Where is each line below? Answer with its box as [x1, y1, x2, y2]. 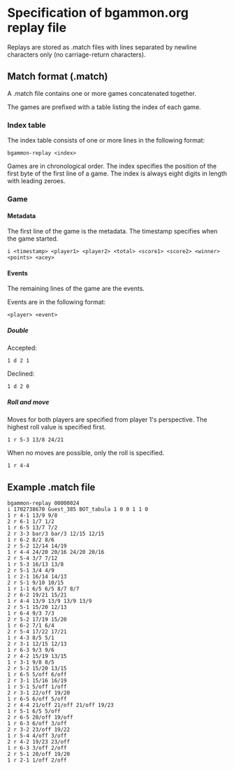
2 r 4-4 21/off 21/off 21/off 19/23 [7, 701, 114, 709]
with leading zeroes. [7, 177, 66, 185]
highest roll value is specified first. [7, 423, 106, 432]
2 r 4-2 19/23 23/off [7, 739, 71, 746]
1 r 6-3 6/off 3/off [7, 720, 68, 727]
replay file [7, 20, 67, 36]
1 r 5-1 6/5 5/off [7, 708, 61, 715]
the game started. [7, 234, 59, 243]
